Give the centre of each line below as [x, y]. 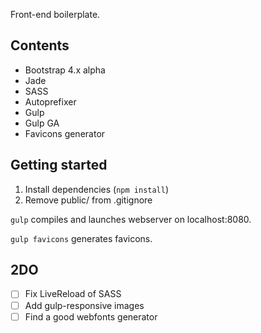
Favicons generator [65, 133]
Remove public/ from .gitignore [88, 200]
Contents [40, 45]
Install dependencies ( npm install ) [97, 189]
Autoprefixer [50, 101]
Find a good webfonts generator [91, 316]
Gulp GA [42, 123]
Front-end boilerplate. [55, 14]
